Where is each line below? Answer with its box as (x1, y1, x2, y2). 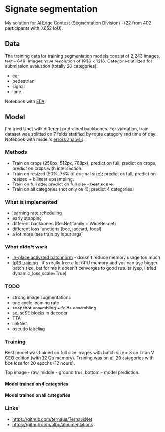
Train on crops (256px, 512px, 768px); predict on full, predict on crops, (12, 160, 157, 166)
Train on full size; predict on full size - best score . (12, 181, 114, 187)
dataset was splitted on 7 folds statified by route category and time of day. (5, 131, 157, 137)
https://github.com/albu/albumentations (12, 421, 93, 427)
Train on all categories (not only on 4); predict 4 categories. (12, 186, 134, 192)
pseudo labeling (12, 326, 45, 332)
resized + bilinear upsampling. (12, 176, 74, 182)
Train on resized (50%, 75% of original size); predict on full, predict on (12, 170, 156, 177)
